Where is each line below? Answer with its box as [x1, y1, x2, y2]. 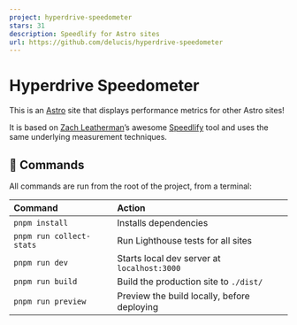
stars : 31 [9, 21, 46, 30]
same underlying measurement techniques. [9, 132, 168, 143]
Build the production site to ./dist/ [117, 275, 263, 288]
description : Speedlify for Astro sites [9, 29, 161, 38]
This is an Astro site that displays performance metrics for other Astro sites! [9, 105, 285, 116]
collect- [54, 231, 91, 241]
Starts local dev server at [117, 252, 221, 264]
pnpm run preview [13, 297, 87, 306]
